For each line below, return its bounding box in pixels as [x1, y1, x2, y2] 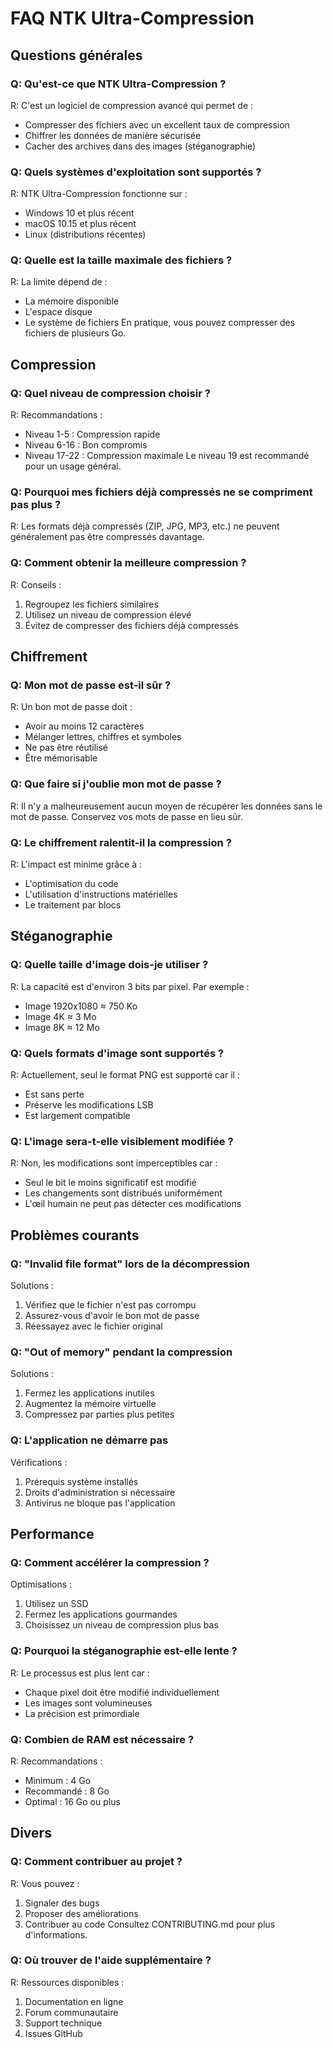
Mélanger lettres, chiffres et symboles [24, 731, 182, 743]
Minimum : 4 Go [24, 1774, 92, 1786]
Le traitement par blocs [24, 899, 122, 911]
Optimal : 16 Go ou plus [24, 1795, 121, 1807]
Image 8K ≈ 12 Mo [24, 1021, 100, 1033]
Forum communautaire [24, 2006, 119, 2018]
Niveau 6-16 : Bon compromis [24, 439, 148, 451]
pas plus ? [10, 498, 62, 512]
